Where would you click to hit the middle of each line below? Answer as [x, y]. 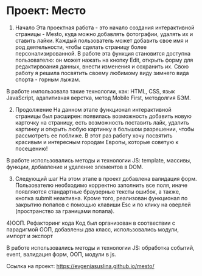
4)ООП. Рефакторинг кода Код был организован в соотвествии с [91, 223]
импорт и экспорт [30, 236]
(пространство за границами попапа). [64, 211]
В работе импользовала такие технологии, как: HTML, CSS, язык [91, 91]
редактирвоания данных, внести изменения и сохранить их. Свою [102, 66]
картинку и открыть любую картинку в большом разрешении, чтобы [105, 129]
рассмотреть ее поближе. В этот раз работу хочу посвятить [94, 136]
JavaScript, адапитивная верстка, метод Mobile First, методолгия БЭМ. [99, 98]
